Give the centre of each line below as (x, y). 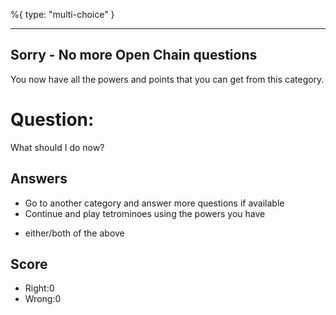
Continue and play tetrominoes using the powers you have (145, 213)
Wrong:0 (43, 299)
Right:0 (39, 288)
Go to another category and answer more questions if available (154, 203)
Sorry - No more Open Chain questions (134, 55)
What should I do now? (57, 147)
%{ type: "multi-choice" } (62, 14)
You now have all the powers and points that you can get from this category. (167, 79)
